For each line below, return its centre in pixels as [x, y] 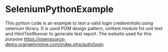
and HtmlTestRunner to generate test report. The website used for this [78, 33]
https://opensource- [45, 39]
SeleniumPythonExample [59, 9]
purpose [14, 39]
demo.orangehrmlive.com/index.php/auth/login [54, 44]
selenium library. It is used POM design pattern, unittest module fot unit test [84, 28]
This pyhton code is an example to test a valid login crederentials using [79, 23]
